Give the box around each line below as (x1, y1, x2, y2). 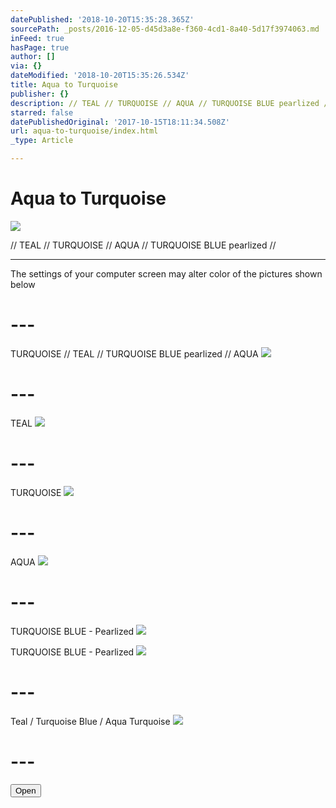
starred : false (10, 107, 74, 118)
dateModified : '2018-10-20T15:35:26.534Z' (10, 71, 190, 81)
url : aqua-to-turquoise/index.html (10, 126, 159, 136)
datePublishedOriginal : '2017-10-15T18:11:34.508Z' (10, 117, 230, 127)
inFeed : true (10, 33, 65, 43)
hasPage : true (10, 42, 70, 53)
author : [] (10, 52, 56, 62)
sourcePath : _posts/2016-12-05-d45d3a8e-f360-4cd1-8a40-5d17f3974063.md (10, 24, 320, 34)
